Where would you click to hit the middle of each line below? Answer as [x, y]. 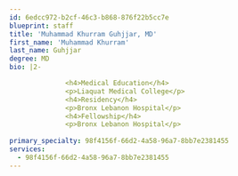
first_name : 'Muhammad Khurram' [69, 42]
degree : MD [29, 59]
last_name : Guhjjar [45, 51]
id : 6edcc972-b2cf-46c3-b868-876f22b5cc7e [89, 17]
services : [28, 149]
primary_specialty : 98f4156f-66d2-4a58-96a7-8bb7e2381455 [119, 141]
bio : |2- [25, 68]
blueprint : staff [41, 26]
